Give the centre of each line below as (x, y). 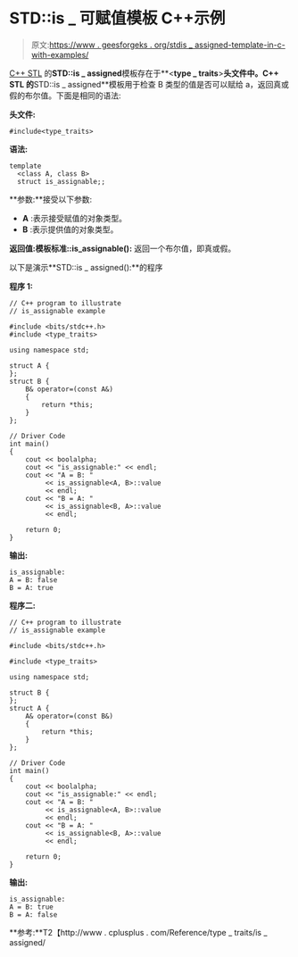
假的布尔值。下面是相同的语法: (66, 96)
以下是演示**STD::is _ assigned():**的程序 (86, 267)
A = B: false (33, 580)
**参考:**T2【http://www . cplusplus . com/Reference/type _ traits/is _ (138, 932)
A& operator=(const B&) (70, 716)
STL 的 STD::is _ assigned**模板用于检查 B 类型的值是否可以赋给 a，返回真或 (149, 84)
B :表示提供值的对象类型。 (70, 229)
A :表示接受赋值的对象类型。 (74, 218)
